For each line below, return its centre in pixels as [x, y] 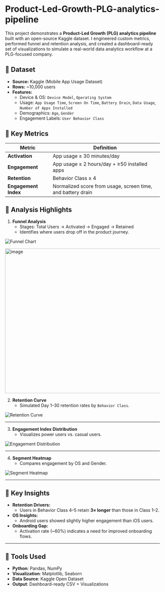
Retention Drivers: [31, 505]
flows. [26, 536]
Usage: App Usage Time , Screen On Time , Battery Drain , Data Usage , [88, 103]
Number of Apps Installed [46, 108]
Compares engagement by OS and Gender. [63, 463]
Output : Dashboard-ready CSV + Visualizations [60, 584]
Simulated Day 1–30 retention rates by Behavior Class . [74, 406]
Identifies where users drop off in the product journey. [74, 232]
